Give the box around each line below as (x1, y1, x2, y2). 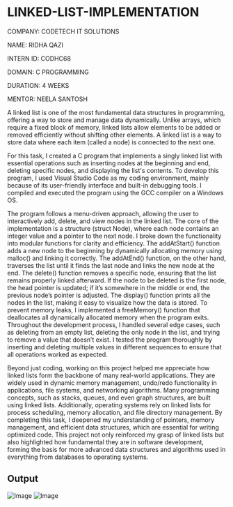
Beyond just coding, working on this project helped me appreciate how (7, 363, 210, 372)
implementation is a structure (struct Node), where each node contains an (7, 224, 219, 232)
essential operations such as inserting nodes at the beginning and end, (7, 158, 211, 167)
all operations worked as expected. (7, 350, 108, 358)
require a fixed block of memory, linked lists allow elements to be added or (7, 123, 221, 131)
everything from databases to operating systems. (7, 453, 149, 461)
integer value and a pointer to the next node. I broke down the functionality (7, 232, 222, 240)
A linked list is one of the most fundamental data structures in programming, (7, 108, 225, 116)
